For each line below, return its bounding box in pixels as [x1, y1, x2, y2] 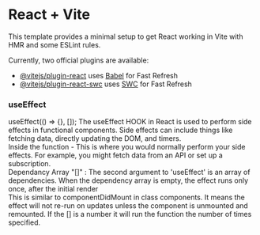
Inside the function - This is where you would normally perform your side [8, 142, 246, 152]
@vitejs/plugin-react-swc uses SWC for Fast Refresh [19, 79, 192, 89]
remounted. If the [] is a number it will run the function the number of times [8, 210, 252, 219]
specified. [8, 218, 41, 227]
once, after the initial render [8, 184, 99, 194]
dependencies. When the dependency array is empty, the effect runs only [8, 176, 249, 185]
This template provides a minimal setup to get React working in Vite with [8, 32, 243, 41]
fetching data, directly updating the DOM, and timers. [8, 134, 182, 143]
